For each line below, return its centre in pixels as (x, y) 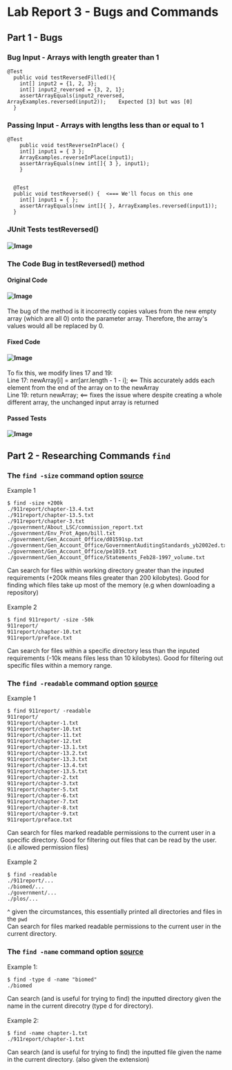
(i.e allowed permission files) (48, 847)
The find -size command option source (75, 476)
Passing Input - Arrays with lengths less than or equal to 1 (106, 125)
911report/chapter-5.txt (43, 790)
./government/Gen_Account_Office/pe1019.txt (72, 552)
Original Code (28, 280)
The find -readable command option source (83, 683)
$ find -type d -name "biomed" (52, 979)
